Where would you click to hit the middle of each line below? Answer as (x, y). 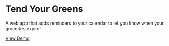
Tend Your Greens (44, 9)
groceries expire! (23, 28)
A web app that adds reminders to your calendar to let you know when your (85, 23)
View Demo (17, 38)
